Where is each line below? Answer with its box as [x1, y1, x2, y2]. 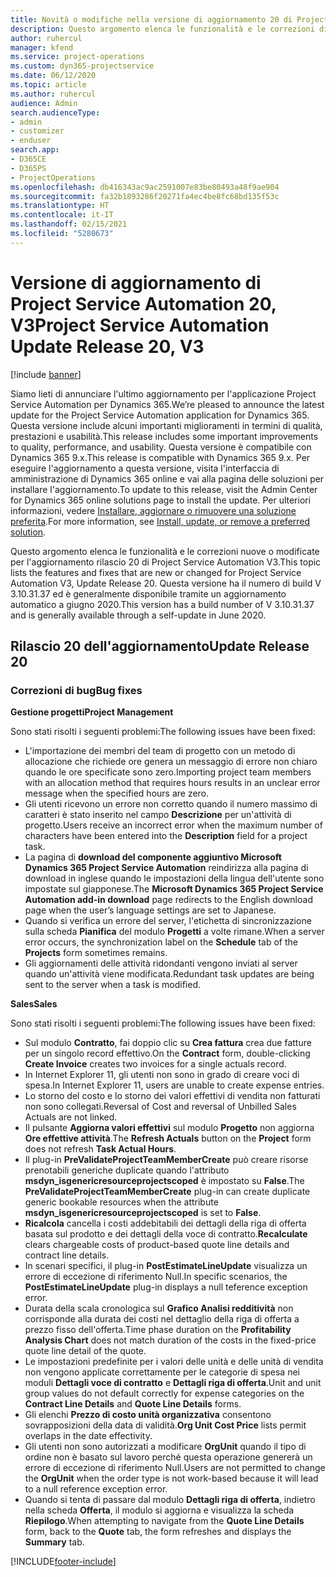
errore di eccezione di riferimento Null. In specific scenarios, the [24, 1271, 288, 1283]
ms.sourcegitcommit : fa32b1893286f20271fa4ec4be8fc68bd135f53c [10, 191, 280, 201]
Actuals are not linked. [24, 1111, 118, 1123]
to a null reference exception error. [24, 1483, 168, 1495]
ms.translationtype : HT [10, 201, 110, 211]
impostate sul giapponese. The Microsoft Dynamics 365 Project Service [24, 883, 324, 895]
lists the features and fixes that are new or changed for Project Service [10, 566, 302, 578]
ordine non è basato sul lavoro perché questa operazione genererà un [24, 1451, 313, 1463]
